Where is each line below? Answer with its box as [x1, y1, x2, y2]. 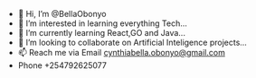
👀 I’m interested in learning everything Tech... [17, 18, 188, 29]
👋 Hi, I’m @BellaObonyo [17, 9, 107, 19]
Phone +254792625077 [17, 60, 107, 71]
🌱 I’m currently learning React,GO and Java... [17, 28, 185, 38]
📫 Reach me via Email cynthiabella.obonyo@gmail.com [17, 48, 226, 57]
